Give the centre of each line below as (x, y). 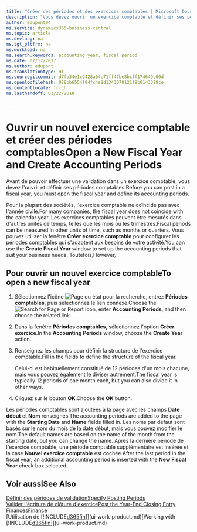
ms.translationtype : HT (35, 72)
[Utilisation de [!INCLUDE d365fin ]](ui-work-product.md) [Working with (91, 517)
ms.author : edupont (30, 66)
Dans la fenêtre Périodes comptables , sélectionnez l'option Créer (94, 327)
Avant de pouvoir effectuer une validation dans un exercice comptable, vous (98, 181)
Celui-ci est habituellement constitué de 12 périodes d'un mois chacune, (102, 368)
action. (23, 339)
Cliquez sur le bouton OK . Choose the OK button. (73, 398)
